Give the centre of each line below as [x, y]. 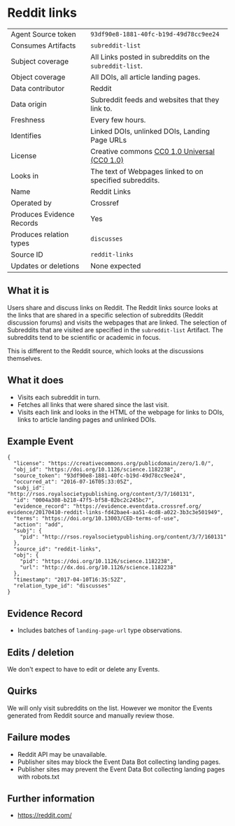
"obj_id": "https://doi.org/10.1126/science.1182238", [95, 470]
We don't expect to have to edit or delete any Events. [84, 669]
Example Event [40, 441]
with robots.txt [38, 776]
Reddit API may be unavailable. [62, 754]
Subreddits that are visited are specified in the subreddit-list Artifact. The [115, 329]
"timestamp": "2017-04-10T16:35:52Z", [70, 580]
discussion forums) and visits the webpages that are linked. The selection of [117, 322]
